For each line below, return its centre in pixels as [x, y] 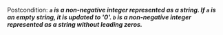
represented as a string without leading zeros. [75, 24]
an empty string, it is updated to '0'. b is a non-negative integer [99, 17]
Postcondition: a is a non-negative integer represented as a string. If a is [111, 10]
